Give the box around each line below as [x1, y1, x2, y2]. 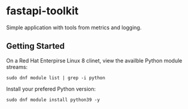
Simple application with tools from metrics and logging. [6, 24, 142, 31]
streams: [6, 63, 28, 70]
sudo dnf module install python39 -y [6, 96, 100, 102]
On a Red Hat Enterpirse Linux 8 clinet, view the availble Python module [6, 57, 183, 64]
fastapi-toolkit [6, 4, 79, 18]
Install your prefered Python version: [6, 85, 96, 92]
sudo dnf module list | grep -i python [6, 74, 106, 81]
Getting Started [6, 41, 65, 51]
